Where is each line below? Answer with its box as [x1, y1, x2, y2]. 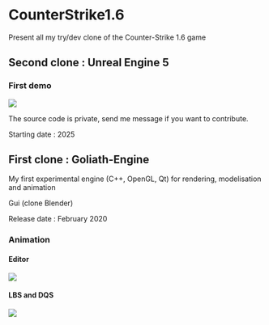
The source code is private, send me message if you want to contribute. [8, 113, 249, 123]
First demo [8, 80, 52, 91]
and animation [8, 183, 56, 192]
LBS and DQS [8, 290, 54, 300]
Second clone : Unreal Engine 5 [8, 56, 169, 70]
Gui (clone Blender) [8, 198, 74, 208]
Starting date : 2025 [8, 129, 75, 139]
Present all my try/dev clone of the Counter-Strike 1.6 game [8, 32, 207, 42]
